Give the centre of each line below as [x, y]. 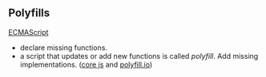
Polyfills [29, 13]
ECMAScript [28, 32]
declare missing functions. [64, 48]
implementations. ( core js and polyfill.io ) [86, 64]
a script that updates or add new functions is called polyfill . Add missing [139, 56]
